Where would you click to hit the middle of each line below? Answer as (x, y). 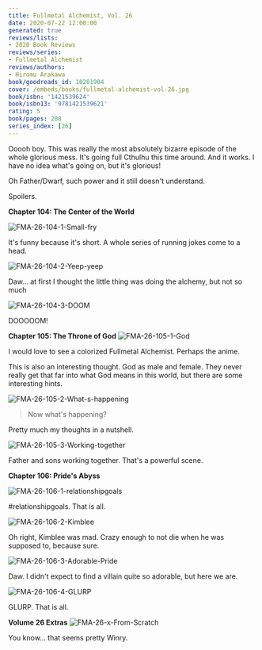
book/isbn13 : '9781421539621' (58, 104)
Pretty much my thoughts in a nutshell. (71, 430)
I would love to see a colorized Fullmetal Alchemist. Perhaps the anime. (124, 351)
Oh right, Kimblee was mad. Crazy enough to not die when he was (116, 537)
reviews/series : (35, 52)
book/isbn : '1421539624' (49, 97)
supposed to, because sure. (54, 545)
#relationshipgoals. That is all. (57, 506)
